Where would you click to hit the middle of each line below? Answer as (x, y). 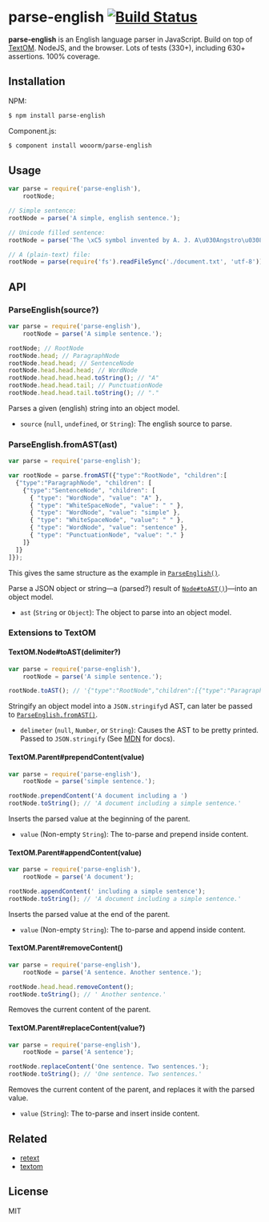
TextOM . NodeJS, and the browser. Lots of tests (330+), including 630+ (127, 47)
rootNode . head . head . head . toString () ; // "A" (84, 378)
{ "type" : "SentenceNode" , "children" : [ (89, 490)
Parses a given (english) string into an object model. (94, 408)
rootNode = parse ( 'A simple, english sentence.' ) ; (94, 218)
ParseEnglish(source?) (54, 310)
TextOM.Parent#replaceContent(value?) (77, 1028)
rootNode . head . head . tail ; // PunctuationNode (85, 386)
